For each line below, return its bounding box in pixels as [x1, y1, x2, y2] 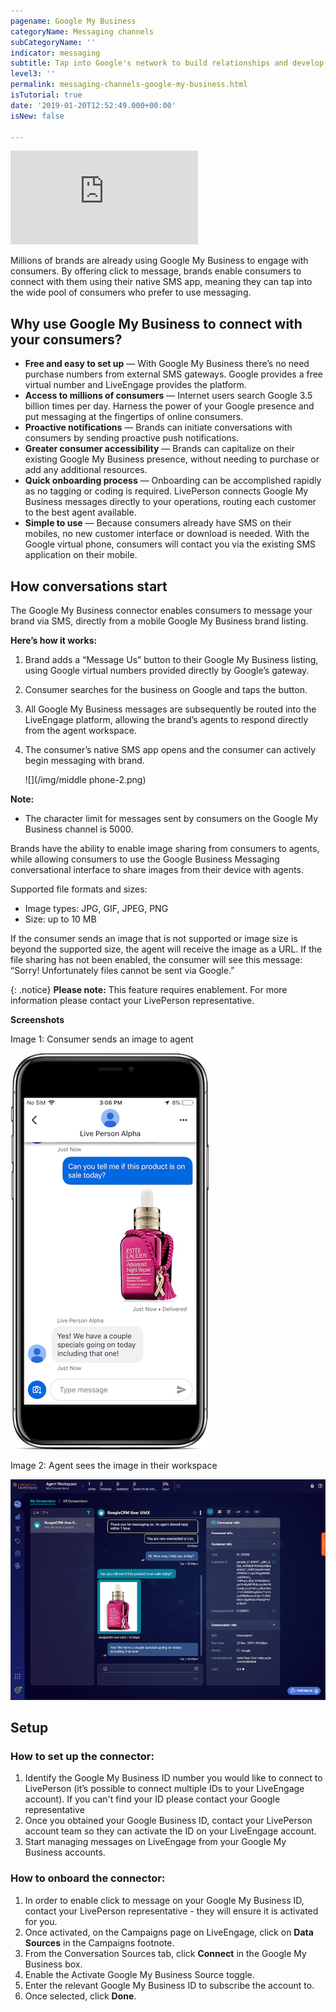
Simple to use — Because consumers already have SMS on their [24, 517, 292, 529]
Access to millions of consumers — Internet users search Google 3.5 [24, 390, 313, 402]
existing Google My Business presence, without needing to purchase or [24, 453, 320, 465]
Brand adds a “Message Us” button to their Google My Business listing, [24, 654, 319, 665]
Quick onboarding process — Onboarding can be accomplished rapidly [24, 475, 322, 487]
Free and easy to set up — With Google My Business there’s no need [24, 358, 310, 370]
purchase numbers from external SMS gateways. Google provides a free [24, 368, 323, 380]
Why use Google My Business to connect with [10, 315, 303, 332]
